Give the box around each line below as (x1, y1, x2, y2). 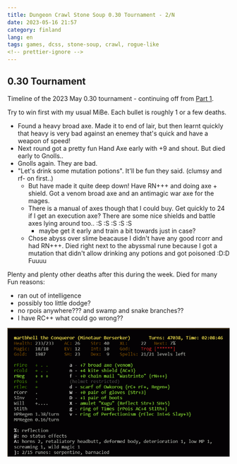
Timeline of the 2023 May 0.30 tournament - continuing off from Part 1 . (7, 94, 214, 102)
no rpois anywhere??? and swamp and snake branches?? (17, 306, 184, 315)
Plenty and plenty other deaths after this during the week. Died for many (7, 270, 217, 279)
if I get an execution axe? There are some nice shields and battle (28, 212, 216, 220)
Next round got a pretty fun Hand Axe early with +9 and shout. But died (17, 144, 226, 152)
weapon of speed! (17, 136, 71, 145)
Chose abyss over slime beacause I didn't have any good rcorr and (28, 233, 224, 243)
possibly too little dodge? (17, 298, 91, 307)
